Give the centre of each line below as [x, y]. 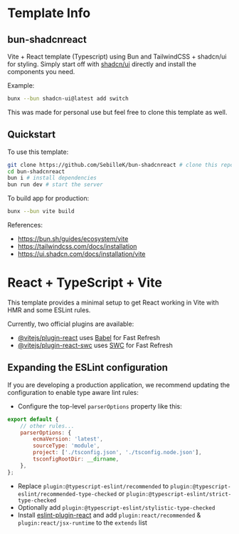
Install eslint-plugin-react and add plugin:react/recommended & [109, 515]
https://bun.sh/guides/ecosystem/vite [73, 239]
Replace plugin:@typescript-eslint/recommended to [93, 486]
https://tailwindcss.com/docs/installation [77, 247]
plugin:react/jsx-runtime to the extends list [83, 523]
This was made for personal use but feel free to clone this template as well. [117, 112]
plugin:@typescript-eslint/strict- [179, 494]
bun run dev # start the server [55, 185]
